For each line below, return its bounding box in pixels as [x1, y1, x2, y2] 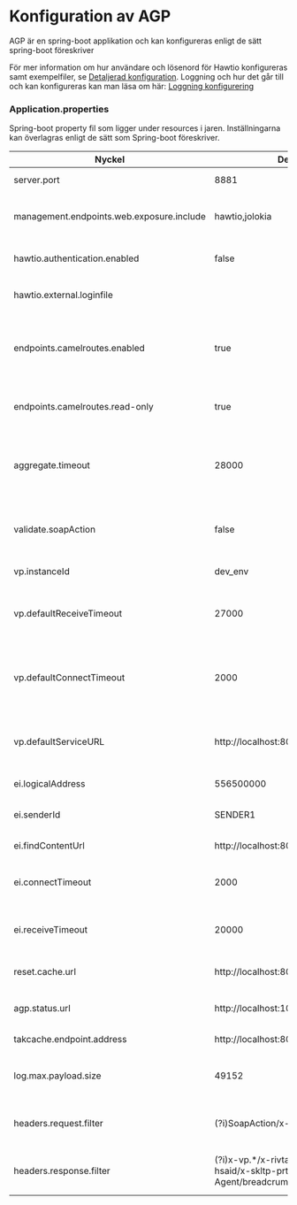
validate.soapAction [13, 524, 95, 536]
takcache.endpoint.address [13, 1033, 127, 1046]
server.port [13, 174, 60, 187]
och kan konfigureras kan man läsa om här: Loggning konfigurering [9, 81, 255, 91]
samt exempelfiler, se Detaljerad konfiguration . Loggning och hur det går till [9, 71, 285, 81]
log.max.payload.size [13, 1070, 102, 1082]
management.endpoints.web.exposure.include [13, 211, 206, 223]
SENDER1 [214, 809, 256, 821]
